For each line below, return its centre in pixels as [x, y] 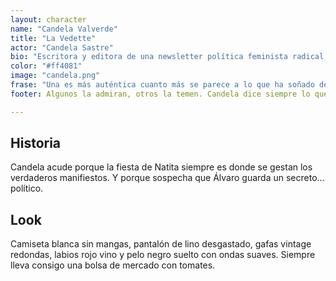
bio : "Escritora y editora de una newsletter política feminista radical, [169, 57]
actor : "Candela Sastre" [62, 47]
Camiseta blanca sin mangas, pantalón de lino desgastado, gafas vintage [161, 244]
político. [27, 188]
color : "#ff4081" [46, 66]
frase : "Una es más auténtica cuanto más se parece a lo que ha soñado [162, 85]
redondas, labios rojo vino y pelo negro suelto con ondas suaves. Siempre [163, 255]
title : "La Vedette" [53, 38]
